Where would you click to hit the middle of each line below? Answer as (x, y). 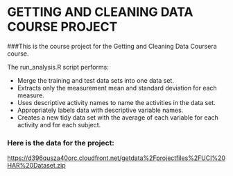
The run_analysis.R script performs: (58, 67)
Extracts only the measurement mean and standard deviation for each (117, 88)
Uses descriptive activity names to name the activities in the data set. (116, 102)
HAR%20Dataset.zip (36, 166)
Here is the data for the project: (61, 143)
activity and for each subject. (59, 125)
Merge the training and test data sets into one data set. (96, 80)
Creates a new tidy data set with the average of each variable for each (118, 117)
